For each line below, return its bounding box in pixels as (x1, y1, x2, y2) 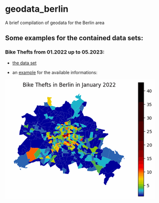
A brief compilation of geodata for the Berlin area (5, 20, 105, 26)
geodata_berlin (5, 3, 69, 15)
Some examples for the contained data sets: (5, 34, 144, 42)
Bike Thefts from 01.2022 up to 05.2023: (5, 49, 105, 56)
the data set (12, 60, 37, 66)
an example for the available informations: (12, 69, 97, 75)
